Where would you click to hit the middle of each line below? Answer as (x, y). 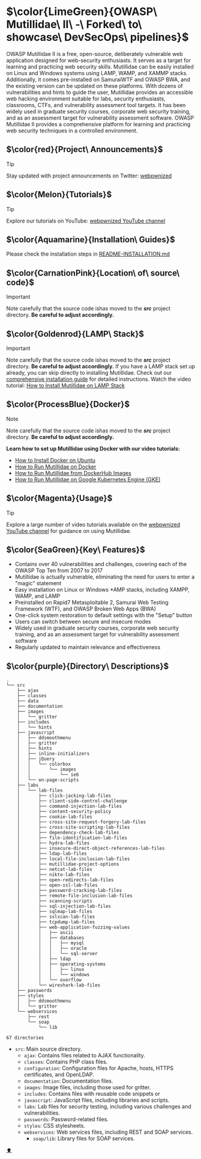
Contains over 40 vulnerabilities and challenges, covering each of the (101, 564)
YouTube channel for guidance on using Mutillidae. (69, 530)
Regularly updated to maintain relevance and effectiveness (88, 647)
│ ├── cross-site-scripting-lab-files (73, 828)
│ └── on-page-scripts (48, 780)
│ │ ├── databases (51, 938)
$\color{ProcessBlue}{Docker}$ (68, 404)
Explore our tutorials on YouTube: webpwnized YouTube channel (86, 221)
